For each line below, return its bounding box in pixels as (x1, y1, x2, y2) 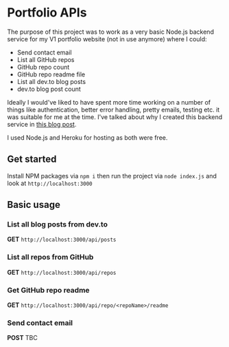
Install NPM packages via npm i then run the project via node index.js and (7, 171, 217, 180)
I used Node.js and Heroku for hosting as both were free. (7, 133, 168, 142)
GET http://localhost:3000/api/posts (7, 235, 117, 244)
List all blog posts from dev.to (7, 220, 108, 229)
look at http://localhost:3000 (7, 179, 93, 187)
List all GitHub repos (16, 55, 75, 63)
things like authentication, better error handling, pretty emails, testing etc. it (7, 105, 220, 114)
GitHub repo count (16, 63, 70, 71)
